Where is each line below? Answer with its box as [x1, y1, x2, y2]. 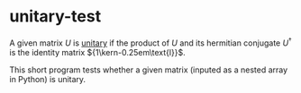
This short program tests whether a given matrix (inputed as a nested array [9, 64, 288, 75]
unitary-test [9, 6, 102, 27]
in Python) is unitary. [9, 73, 87, 84]
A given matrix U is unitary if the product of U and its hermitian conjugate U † [9, 36, 293, 48]
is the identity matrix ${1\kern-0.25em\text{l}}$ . [9, 46, 187, 57]
